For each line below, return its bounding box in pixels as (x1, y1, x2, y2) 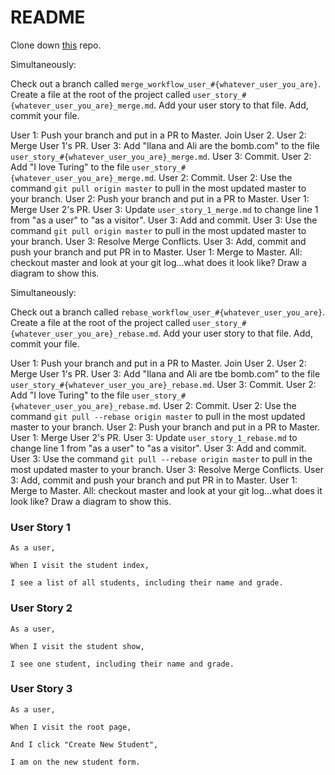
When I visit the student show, (10, 641, 145, 651)
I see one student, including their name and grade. (10, 659, 235, 669)
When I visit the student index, (10, 561, 150, 571)
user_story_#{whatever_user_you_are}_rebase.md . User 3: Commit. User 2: (10, 378, 317, 390)
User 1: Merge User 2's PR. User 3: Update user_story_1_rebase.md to (10, 431, 298, 443)
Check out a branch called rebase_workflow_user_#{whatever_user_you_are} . (10, 306, 326, 318)
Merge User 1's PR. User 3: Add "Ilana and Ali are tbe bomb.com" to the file (10, 367, 321, 380)
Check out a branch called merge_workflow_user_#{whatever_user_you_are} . (10, 77, 321, 90)
